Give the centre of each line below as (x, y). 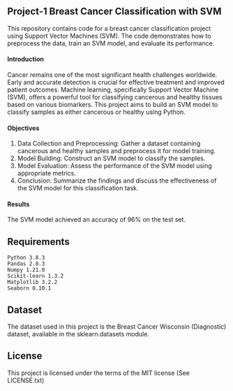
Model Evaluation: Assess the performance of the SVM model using (115, 166)
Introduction (25, 59)
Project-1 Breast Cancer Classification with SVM (114, 12)
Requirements (38, 242)
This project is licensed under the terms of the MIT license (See (99, 373)
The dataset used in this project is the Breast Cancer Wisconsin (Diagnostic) (117, 327)
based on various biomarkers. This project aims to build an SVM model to (113, 105)
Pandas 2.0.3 (26, 264)
